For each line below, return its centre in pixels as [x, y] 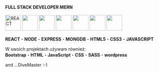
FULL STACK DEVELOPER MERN [39, 7]
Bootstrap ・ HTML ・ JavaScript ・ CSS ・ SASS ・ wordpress [66, 55]
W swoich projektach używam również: [45, 49]
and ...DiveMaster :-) [26, 65]
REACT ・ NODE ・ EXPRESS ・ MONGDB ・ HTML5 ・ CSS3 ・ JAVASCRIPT [79, 39]
